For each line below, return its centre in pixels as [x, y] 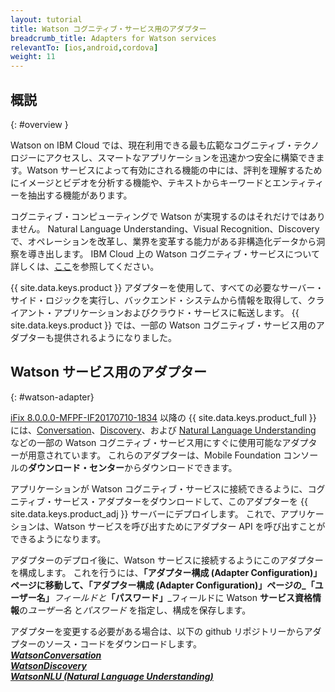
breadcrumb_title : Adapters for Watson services [113, 38]
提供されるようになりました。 [115, 337]
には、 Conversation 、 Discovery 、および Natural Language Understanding [163, 430]
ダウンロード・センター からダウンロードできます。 [133, 467]
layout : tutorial [46, 19]
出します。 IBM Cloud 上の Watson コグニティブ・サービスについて [182, 253]
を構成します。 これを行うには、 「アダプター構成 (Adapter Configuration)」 [166, 572]
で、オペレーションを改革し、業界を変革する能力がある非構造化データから [163, 241]
